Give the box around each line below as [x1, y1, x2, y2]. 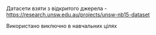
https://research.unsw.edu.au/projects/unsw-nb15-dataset [6, 11, 150, 18]
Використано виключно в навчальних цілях [6, 23, 118, 29]
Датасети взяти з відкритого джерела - [6, 5, 108, 12]
